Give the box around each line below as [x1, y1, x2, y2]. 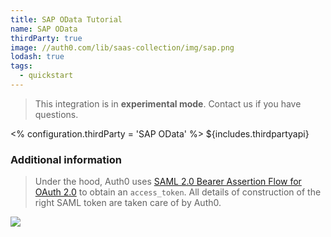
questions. [34, 108, 79, 120]
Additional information [10, 152, 123, 166]
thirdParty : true [10, 33, 83, 43]
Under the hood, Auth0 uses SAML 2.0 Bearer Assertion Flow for [34, 176, 302, 188]
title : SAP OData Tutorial [10, 14, 123, 25]
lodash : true [10, 52, 65, 62]
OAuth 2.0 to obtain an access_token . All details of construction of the [34, 186, 322, 198]
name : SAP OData [10, 24, 78, 34]
